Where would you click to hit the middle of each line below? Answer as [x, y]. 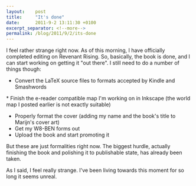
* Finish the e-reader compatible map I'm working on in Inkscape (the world [98, 99]
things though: [24, 69]
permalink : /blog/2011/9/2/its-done [51, 34]
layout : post [26, 12]
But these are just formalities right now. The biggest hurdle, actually [88, 146]
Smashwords [31, 87]
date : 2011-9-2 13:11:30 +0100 [51, 22]
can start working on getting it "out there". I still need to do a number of [93, 63]
